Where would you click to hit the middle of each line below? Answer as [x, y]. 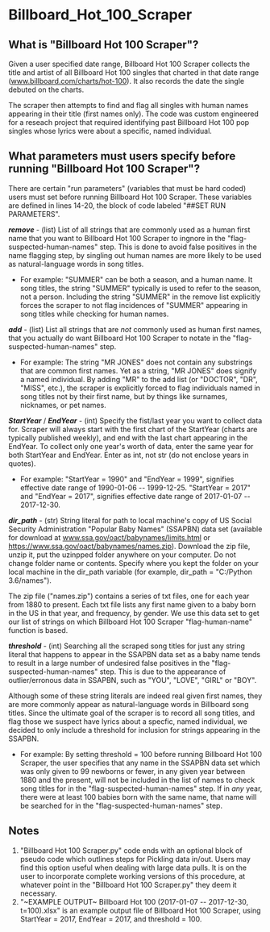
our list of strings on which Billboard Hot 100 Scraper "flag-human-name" [130, 622]
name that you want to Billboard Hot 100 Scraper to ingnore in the [117, 238]
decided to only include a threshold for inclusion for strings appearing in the [134, 730]
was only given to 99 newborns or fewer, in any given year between [133, 771]
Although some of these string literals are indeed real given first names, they [135, 696]
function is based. [38, 630]
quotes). [22, 463]
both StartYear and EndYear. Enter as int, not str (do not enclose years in [129, 455]
